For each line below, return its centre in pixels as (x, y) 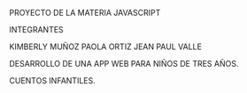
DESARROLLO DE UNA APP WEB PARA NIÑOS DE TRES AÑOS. (124, 64)
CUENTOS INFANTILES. (52, 81)
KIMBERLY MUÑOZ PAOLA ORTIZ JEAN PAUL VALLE (105, 46)
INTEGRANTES (36, 29)
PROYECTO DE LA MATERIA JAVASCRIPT (85, 13)
